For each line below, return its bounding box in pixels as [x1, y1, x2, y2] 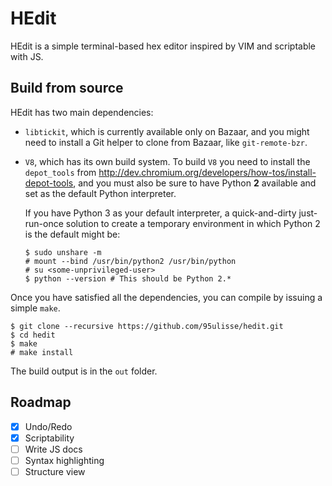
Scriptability [24, 432, 75, 444]
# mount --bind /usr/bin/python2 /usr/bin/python [24, 256, 237, 266]
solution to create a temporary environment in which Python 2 [65, 217, 321, 229]
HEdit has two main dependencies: [10, 106, 154, 118]
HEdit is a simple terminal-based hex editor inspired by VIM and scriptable [10, 40, 317, 52]
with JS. [10, 50, 44, 62]
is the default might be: [24, 228, 121, 240]
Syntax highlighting [24, 454, 105, 466]
